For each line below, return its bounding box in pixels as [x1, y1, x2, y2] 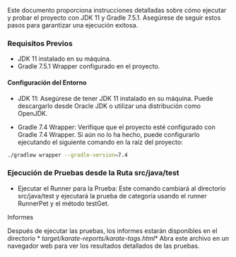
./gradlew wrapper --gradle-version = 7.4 [7, 151, 129, 158]
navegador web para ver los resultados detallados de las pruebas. [7, 241, 200, 250]
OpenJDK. [17, 109, 48, 117]
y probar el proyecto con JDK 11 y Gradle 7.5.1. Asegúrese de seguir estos [7, 13, 221, 22]
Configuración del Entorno [7, 78, 87, 87]
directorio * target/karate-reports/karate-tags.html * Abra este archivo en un [7, 234, 230, 242]
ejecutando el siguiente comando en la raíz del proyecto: [17, 138, 183, 146]
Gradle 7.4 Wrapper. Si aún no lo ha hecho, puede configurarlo [17, 130, 200, 138]
